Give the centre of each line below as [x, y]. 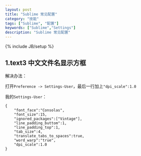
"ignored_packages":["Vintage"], [48, 119]
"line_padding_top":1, [37, 127]
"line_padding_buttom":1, [41, 123]
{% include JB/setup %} [29, 46]
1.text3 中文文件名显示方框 [46, 63]
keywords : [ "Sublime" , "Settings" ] [41, 28]
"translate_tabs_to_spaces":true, [49, 136]
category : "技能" [22, 19]
